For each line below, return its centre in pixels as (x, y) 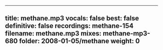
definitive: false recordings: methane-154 (69, 26)
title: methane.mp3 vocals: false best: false (72, 18)
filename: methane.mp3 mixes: (53, 34)
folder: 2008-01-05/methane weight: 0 (79, 41)
